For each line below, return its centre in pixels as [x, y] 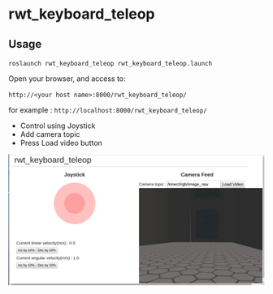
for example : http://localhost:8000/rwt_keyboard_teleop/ [108, 110]
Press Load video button [61, 143]
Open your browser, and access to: [67, 79]
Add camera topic [50, 134]
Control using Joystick [58, 126]
